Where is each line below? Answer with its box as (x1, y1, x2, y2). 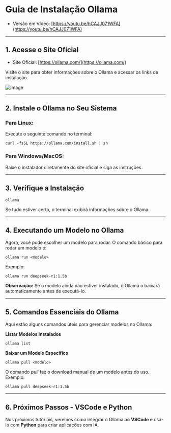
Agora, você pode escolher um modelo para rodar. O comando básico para (5, 239, 163, 246)
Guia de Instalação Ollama (5, 4, 118, 15)
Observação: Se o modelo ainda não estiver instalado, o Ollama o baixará (5, 283, 160, 289)
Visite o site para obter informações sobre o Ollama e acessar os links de (5, 69, 159, 75)
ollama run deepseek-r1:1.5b (5, 274, 67, 279)
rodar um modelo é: (5, 245, 47, 251)
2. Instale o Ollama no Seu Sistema (5, 104, 117, 113)
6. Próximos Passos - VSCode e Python (5, 403, 132, 412)
